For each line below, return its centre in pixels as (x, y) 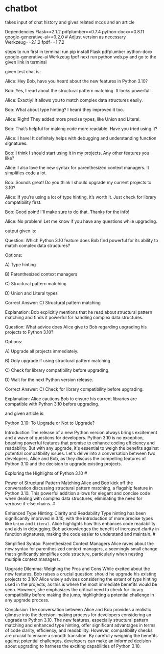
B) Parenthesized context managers (41, 274)
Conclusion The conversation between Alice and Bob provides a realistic (78, 609)
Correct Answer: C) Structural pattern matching (53, 302)
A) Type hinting (21, 264)
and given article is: (25, 413)
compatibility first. (23, 202)
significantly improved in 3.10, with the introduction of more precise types (79, 518)
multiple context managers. (33, 559)
